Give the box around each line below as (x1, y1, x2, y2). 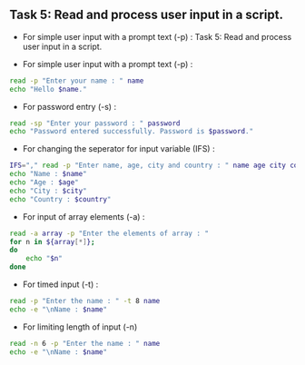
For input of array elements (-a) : (22, 211, 145, 222)
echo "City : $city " (9, 186, 88, 195)
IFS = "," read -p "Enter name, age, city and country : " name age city (9, 161, 286, 171)
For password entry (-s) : (22, 101, 116, 112)
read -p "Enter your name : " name (9, 76, 144, 85)
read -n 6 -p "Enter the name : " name (9, 339, 161, 348)
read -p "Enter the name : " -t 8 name (9, 297, 161, 306)
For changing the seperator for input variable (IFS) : (22, 143, 215, 154)
